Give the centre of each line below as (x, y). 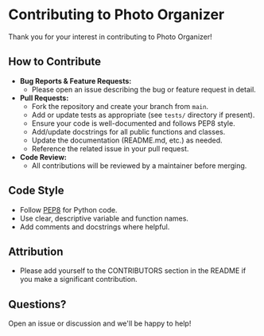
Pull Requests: (44, 98)
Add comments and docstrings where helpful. (95, 227)
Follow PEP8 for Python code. (68, 209)
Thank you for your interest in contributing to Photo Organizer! (110, 37)
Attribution (36, 251)
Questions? (37, 304)
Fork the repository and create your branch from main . (120, 106)
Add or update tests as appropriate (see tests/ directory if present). (143, 115)
